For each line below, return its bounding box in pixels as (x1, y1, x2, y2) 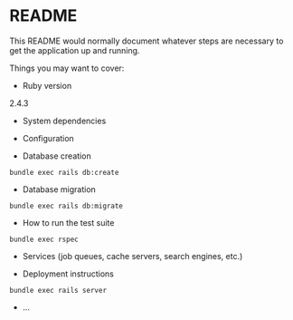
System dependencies (22, 115, 107, 126)
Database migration (22, 183, 97, 195)
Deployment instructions (22, 268, 115, 279)
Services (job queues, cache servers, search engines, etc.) (22, 250, 243, 261)
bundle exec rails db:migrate (9, 201, 124, 210)
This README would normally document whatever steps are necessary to (9, 35, 284, 46)
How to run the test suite (22, 217, 115, 228)
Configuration (22, 132, 74, 143)
